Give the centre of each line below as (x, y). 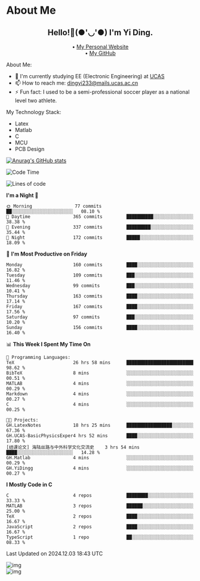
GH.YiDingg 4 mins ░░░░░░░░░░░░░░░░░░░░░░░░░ (100, 468)
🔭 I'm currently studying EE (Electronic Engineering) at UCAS (90, 76)
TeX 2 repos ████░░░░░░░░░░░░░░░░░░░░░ (100, 517)
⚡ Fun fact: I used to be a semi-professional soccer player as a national (102, 92)
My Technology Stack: (34, 112)
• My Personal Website (100, 47)
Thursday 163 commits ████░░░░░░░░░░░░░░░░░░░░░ (100, 296)
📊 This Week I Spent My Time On (48, 344)
